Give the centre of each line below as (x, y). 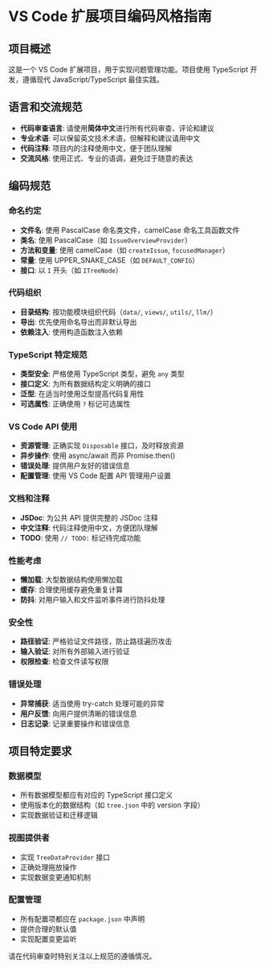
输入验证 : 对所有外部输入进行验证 (75, 651)
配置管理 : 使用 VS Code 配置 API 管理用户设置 (95, 476)
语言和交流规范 (45, 107)
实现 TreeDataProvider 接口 (65, 857)
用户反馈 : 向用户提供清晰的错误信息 (78, 713)
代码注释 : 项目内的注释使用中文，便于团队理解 (96, 148)
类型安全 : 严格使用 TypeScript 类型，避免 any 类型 (102, 374)
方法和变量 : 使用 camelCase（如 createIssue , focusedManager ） (125, 250)
